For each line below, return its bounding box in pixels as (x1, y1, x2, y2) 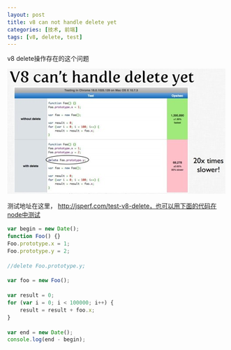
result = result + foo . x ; (20, 307, 96, 314)
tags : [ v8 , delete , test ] (7, 34, 82, 41)
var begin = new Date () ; (7, 225, 80, 232)
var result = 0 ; (7, 292, 54, 299)
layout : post (7, 11, 45, 18)
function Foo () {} (7, 233, 61, 240)
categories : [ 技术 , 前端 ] (7, 26, 79, 33)
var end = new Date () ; (7, 329, 73, 336)
